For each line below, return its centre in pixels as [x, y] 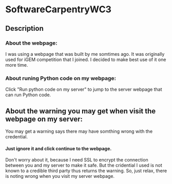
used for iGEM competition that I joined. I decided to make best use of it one [86, 59]
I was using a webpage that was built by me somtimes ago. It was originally [85, 54]
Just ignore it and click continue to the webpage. [59, 148]
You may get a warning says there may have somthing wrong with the [79, 131]
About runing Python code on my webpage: [61, 78]
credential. [17, 136]
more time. [17, 65]
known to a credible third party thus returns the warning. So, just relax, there [86, 171]
